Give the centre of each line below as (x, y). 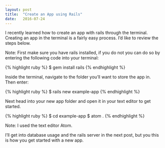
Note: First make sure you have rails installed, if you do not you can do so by (82, 53)
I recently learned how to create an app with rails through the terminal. (77, 33)
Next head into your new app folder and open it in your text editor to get (78, 101)
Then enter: (17, 82)
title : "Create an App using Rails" (44, 14)
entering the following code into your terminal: (52, 58)
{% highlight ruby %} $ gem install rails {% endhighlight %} (65, 67)
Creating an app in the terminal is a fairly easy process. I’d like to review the (82, 38)
